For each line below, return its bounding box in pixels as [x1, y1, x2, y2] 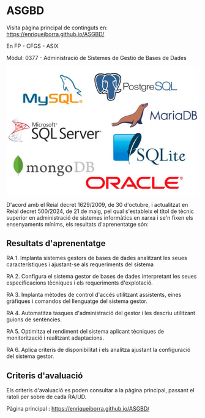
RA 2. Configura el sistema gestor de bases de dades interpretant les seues [6, 273, 197, 280]
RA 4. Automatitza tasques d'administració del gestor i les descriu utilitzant [6, 310, 196, 317]
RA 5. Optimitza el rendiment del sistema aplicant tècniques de [6, 328, 164, 335]
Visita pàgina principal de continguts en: [6, 24, 108, 31]
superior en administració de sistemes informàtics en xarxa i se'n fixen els [6, 214, 193, 221]
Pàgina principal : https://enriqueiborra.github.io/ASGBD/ [6, 405, 150, 412]
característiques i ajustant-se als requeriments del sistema [6, 261, 154, 268]
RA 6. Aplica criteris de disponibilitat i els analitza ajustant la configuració [6, 346, 191, 354]
